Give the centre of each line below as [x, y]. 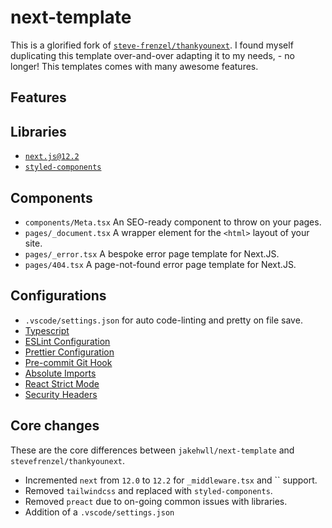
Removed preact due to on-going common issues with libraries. [156, 501]
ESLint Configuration [67, 341]
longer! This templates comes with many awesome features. [134, 66]
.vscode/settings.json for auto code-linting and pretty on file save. [163, 320]
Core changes [55, 426]
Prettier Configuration [69, 352]
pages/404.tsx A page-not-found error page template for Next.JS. [160, 264]
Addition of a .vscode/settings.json [99, 512]
